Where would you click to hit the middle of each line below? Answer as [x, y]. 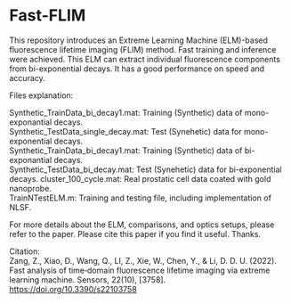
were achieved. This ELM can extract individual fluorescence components [145, 59]
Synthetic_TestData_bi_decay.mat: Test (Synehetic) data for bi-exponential [145, 169]
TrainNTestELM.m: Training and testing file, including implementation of [140, 198]
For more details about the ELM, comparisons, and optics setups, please [142, 225]
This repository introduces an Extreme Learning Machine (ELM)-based [139, 40]
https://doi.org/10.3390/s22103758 [73, 289]
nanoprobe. [30, 188]
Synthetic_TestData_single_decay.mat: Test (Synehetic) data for [125, 131]
